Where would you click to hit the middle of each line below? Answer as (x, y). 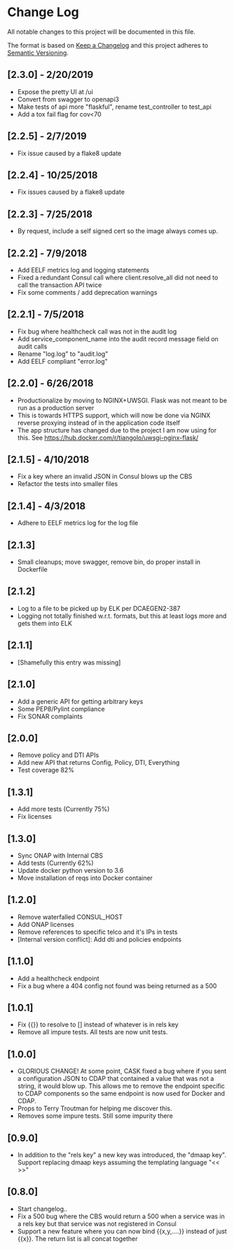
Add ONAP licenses (46, 924)
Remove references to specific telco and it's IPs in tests (97, 932)
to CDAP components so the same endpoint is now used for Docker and (121, 1093)
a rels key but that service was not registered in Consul (97, 1223)
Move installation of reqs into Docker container (85, 878)
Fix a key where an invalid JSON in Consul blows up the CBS (105, 476)
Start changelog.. (42, 1209)
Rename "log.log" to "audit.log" (63, 354)
